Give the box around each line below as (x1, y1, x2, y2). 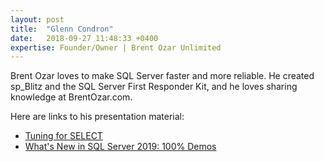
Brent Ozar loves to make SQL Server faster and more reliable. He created (10, 70, 315, 82)
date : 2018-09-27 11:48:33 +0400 (10, 33, 159, 43)
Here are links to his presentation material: (10, 111, 185, 123)
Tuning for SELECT (24, 130, 103, 142)
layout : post (10, 14, 65, 25)
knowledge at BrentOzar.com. (10, 91, 133, 103)
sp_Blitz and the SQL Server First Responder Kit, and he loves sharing (10, 81, 298, 93)
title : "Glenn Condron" (10, 24, 114, 34)
